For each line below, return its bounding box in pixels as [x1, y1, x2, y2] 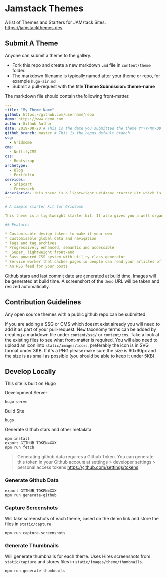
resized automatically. [5, 283, 50, 289]
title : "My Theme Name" [5, 107, 55, 112]
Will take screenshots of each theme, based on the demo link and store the [5, 515, 159, 521]
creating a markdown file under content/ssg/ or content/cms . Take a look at [5, 331, 160, 337]
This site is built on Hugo [5, 380, 56, 386]
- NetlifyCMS [9, 149, 37, 154]
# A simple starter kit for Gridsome [5, 204, 83, 209]
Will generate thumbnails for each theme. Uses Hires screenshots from [5, 553, 151, 559]
